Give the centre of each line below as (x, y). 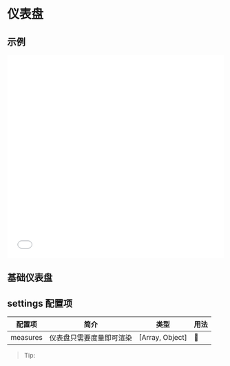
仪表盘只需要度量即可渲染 (91, 338)
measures (27, 338)
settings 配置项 (40, 304)
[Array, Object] (163, 338)
